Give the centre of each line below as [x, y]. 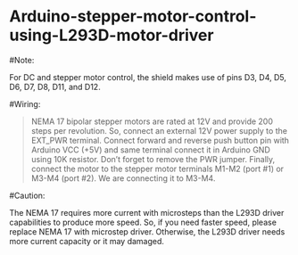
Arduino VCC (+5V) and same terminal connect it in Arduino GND [150, 150]
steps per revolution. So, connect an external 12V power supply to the [159, 130]
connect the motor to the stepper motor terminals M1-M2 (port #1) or [157, 169]
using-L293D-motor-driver [112, 35]
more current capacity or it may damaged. [87, 241]
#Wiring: [25, 103]
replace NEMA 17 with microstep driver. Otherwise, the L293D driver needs [147, 231]
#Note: [22, 60]
